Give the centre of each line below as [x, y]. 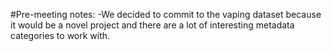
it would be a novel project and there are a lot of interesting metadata [152, 25]
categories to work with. [60, 35]
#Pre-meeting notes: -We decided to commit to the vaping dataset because [166, 14]
